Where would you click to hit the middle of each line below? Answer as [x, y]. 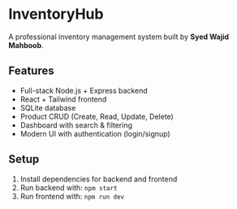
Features [31, 71]
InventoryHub [56, 14]
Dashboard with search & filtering [76, 125]
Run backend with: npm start [69, 187]
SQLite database [48, 107]
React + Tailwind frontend [63, 99]
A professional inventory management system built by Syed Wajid [119, 37]
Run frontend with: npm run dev [72, 196]
